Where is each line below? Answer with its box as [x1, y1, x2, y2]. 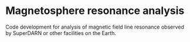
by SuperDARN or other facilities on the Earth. [5, 29, 117, 36]
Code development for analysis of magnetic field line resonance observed [5, 23, 185, 30]
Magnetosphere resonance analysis [5, 4, 185, 17]
